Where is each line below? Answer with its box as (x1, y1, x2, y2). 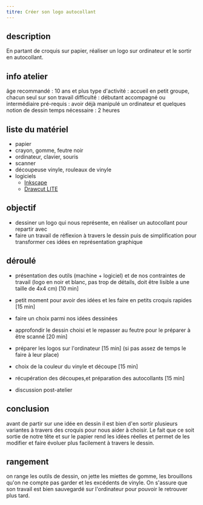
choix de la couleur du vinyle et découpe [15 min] (15, 363, 138, 370)
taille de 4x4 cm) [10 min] (15, 285, 79, 292)
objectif (6, 203, 36, 213)
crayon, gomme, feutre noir (15, 147, 84, 154)
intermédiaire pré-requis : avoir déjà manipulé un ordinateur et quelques (6, 101, 186, 108)
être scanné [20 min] (15, 332, 68, 340)
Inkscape (24, 179, 47, 186)
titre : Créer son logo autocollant (6, 8, 96, 15)
